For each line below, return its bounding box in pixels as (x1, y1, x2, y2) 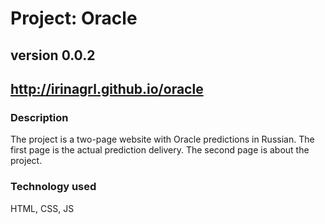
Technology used (10, 180, 97, 194)
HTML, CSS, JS (10, 202, 75, 214)
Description (10, 110, 69, 124)
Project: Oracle (10, 7, 138, 30)
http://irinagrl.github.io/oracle (10, 80, 204, 97)
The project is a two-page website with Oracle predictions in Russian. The (10, 133, 315, 146)
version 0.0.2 (10, 47, 96, 64)
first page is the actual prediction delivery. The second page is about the (10, 144, 310, 156)
